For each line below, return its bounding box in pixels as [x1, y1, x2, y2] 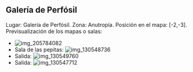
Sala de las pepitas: [14, 46, 64, 53]
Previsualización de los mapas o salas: [5, 27, 103, 35]
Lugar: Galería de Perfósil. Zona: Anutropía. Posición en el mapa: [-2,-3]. [5, 21, 188, 28]
